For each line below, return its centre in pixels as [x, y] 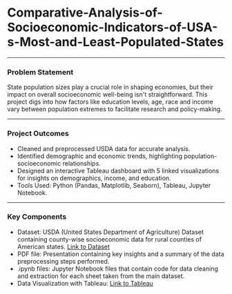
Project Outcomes [38, 134]
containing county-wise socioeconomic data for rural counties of [109, 239]
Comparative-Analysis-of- [85, 13]
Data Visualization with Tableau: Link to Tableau [85, 283]
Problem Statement [40, 72]
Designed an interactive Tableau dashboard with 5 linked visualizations [118, 170]
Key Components [37, 217]
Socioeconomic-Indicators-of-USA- [113, 27]
